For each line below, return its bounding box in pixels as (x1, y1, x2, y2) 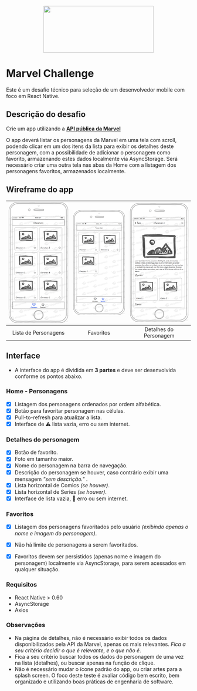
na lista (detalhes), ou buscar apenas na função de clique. (14, 659, 155, 666)
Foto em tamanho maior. (14, 456, 73, 463)
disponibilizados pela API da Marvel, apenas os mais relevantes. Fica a (14, 641, 186, 648)
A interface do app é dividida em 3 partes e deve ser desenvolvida (14, 366, 176, 373)
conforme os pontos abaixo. (14, 373, 83, 380)
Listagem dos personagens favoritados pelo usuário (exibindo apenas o (14, 523, 189, 531)
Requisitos (6, 581, 37, 589)
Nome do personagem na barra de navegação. (14, 462, 128, 469)
